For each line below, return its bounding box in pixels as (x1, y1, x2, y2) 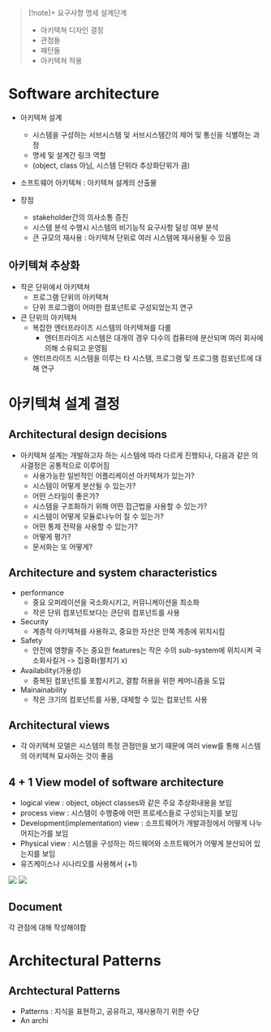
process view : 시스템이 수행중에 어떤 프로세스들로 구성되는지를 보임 (19, 808, 239, 818)
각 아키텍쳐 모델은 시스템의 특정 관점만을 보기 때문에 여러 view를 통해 (19, 741, 239, 751)
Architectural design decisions (8, 427, 168, 442)
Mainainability (19, 684, 67, 694)
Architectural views (8, 718, 110, 732)
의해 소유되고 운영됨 (44, 343, 108, 352)
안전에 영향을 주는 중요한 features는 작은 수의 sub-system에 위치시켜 (32, 645, 254, 654)
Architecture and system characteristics (8, 566, 217, 580)
